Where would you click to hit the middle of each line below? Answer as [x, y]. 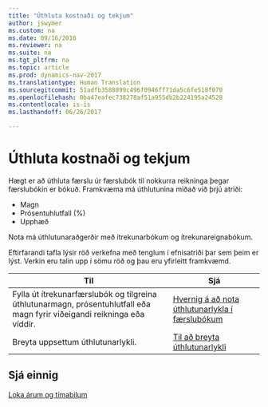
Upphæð [34, 221]
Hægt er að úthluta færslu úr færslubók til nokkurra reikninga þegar [119, 180]
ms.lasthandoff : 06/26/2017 [55, 113]
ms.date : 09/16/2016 [43, 38]
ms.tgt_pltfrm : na [39, 61]
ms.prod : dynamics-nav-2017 [55, 75]
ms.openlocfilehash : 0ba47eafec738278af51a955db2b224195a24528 [116, 97]
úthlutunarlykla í [203, 309]
